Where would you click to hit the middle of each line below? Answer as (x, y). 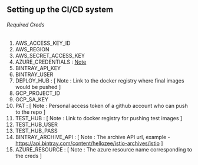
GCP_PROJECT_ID (38, 93)
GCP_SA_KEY (32, 99)
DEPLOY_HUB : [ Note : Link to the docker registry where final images (100, 80)
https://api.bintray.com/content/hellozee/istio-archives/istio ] (89, 143)
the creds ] (28, 156)
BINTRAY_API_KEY (38, 68)
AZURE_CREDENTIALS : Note (51, 62)
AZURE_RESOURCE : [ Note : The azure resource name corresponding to (104, 149)
